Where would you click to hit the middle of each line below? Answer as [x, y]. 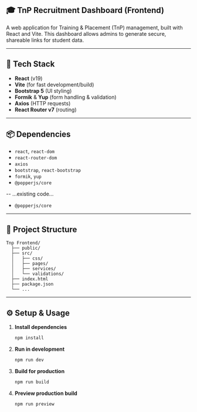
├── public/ [26, 248]
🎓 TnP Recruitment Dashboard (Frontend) [85, 10]
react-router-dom [36, 158]
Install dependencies [41, 327]
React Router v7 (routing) [46, 109]
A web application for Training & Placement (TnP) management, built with [94, 27]
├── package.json [33, 284]
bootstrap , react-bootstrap [47, 170]
